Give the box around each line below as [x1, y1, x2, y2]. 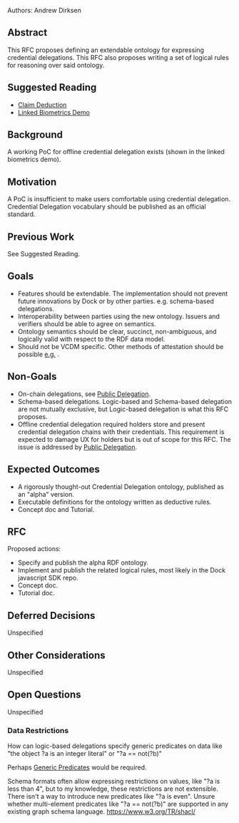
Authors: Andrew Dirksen [7, 6, 82, 14]
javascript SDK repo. [17, 574, 78, 582]
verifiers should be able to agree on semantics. [17, 319, 156, 328]
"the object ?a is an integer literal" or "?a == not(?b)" [7, 749, 162, 758]
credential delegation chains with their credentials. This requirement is [17, 428, 225, 436]
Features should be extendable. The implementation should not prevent [17, 289, 228, 298]
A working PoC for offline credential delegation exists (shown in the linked [7, 148, 225, 156]
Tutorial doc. [17, 589, 55, 597]
